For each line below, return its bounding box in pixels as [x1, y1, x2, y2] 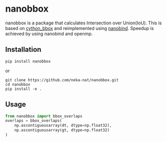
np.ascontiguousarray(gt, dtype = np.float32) [14, 128, 110, 133]
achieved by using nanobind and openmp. [5, 30, 93, 37]
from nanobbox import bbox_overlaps [5, 114, 82, 119]
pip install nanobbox [5, 59, 51, 64]
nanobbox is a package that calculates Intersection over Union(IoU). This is [5, 20, 162, 26]
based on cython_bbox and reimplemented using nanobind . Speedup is [5, 25, 154, 31]
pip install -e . [5, 86, 42, 91]
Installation [5, 45, 41, 54]
